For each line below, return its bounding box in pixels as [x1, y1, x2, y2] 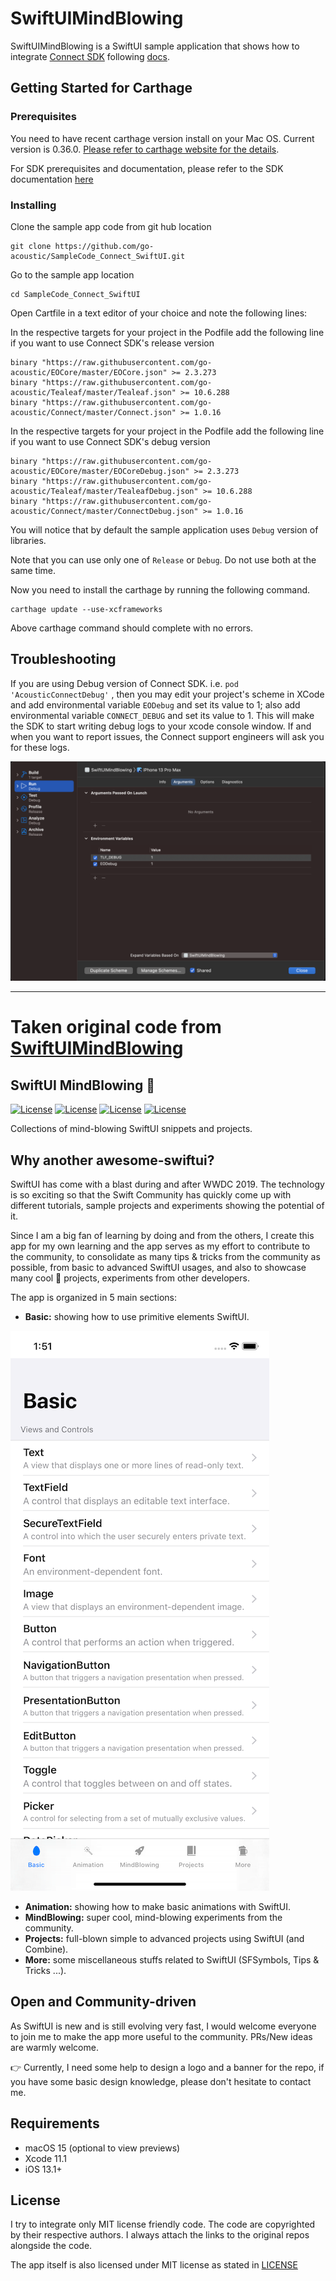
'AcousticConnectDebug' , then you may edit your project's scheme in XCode [10, 688, 325, 700]
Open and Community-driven [10, 1993, 197, 2011]
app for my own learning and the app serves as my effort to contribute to [10, 1240, 311, 1252]
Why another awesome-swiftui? [10, 1152, 215, 1169]
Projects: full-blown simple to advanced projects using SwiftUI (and [24, 1932, 305, 1944]
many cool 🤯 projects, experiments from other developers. [10, 1272, 250, 1284]
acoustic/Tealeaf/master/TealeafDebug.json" [10, 486, 199, 496]
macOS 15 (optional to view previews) [24, 2142, 181, 2154]
